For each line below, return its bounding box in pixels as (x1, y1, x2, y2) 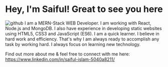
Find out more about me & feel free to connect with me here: (5, 51, 130, 57)
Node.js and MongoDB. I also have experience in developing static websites (5, 25, 162, 31)
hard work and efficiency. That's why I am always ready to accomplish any (5, 36, 159, 42)
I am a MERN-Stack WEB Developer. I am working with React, (24, 20, 151, 26)
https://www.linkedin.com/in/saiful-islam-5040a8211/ (5, 56, 115, 62)
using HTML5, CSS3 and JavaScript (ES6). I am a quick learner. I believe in (5, 30, 159, 36)
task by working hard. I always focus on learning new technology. (5, 41, 141, 47)
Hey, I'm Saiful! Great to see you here (5, 3, 163, 15)
